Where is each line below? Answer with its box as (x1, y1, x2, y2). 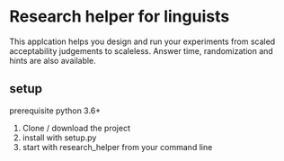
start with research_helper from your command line (22, 141, 213, 152)
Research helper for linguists (9, 6, 230, 27)
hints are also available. (9, 55, 96, 66)
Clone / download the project (22, 122, 130, 133)
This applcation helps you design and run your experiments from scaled (9, 36, 276, 47)
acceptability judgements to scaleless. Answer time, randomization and (9, 45, 274, 56)
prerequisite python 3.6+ (9, 105, 102, 116)
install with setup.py (22, 132, 97, 143)
